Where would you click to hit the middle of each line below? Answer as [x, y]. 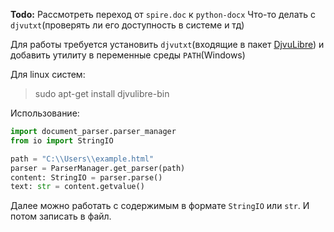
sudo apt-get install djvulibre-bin [102, 93]
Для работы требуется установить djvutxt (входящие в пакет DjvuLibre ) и [167, 44]
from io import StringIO [62, 140]
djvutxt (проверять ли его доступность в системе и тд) [127, 25]
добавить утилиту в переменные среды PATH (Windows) [128, 55]
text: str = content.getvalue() [77, 187]
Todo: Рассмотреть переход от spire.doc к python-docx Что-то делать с [163, 14]
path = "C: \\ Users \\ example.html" [82, 159]
